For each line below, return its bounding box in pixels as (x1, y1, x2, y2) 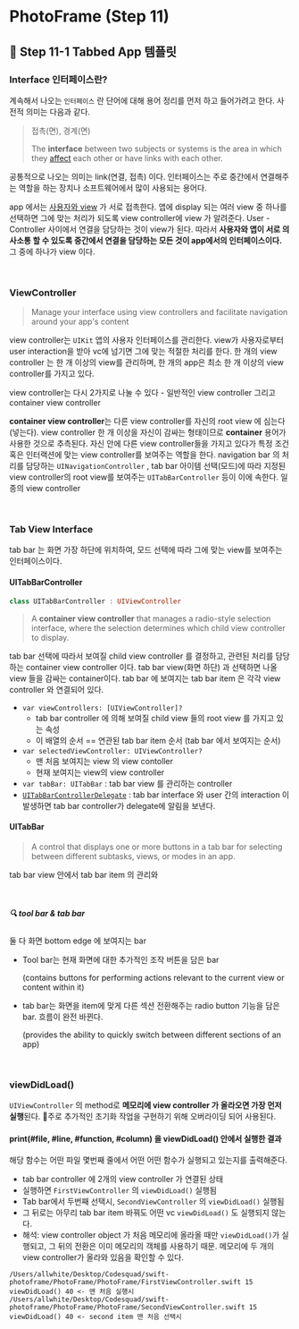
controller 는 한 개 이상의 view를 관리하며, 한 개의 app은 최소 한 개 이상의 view (9, 357, 284, 368)
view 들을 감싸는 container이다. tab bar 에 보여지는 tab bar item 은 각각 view (9, 673, 281, 684)
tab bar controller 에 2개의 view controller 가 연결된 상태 (21, 1174, 224, 1185)
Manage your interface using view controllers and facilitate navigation (30, 307, 288, 318)
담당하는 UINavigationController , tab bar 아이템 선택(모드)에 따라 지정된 (25, 461, 286, 472)
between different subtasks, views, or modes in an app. (30, 850, 236, 861)
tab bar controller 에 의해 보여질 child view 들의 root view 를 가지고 (35, 712, 275, 723)
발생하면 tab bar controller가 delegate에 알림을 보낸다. (21, 800, 216, 811)
